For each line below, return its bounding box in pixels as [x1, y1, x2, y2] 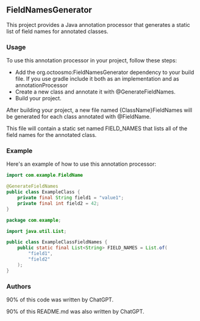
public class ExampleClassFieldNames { [6, 239, 108, 245]
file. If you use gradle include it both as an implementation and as [15, 75, 179, 83]
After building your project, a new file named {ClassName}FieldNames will [6, 106, 193, 114]
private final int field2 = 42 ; [17, 200, 99, 207]
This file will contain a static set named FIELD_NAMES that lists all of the [6, 125, 188, 132]
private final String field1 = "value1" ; [17, 195, 124, 201]
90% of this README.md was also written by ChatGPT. [6, 308, 145, 315]
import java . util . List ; [6, 228, 67, 234]
